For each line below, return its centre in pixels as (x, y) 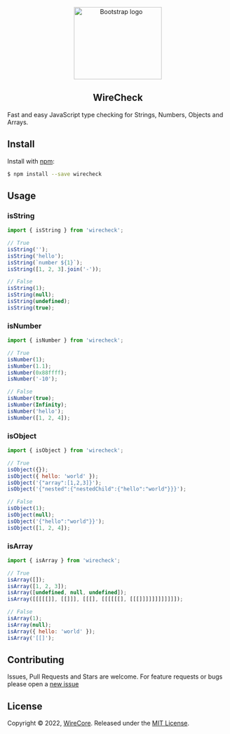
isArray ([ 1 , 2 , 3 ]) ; (38, 586)
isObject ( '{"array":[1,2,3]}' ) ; (54, 483)
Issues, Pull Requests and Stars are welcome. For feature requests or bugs (115, 676)
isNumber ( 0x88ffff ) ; (38, 373)
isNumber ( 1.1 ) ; (29, 366)
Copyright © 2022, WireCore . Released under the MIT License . (99, 723)
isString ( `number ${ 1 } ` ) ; (45, 262)
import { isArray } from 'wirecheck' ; (64, 560)
